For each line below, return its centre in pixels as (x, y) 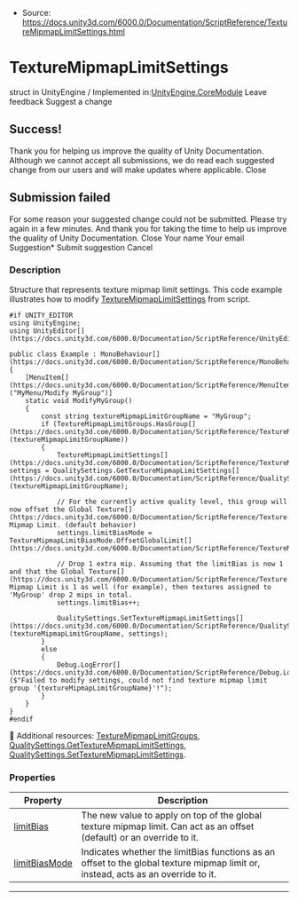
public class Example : (53, 354)
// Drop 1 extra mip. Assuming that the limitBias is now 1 (170, 564)
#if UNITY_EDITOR (41, 315)
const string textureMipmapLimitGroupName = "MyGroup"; (146, 416)
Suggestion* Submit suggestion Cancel (81, 247)
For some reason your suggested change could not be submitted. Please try (148, 219)
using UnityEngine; (45, 323)
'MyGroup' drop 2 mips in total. (71, 595)
